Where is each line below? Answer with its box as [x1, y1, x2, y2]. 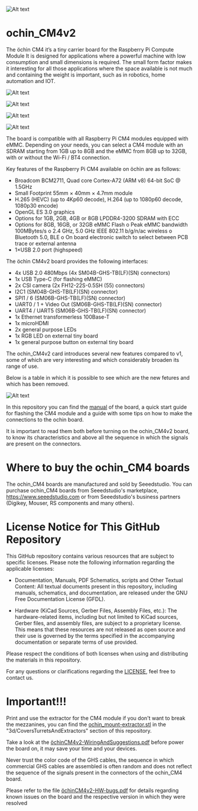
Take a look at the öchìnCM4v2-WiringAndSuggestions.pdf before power [6, 739, 184, 746]
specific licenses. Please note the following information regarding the [6, 558, 175, 566]
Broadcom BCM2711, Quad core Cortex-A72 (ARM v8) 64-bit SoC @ [14, 177, 181, 184]
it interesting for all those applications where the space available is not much [6, 65, 193, 72]
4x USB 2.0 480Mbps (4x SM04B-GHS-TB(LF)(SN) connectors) [14, 269, 170, 276]
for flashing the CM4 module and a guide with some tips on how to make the [6, 409, 193, 416]
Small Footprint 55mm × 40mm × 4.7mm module [14, 189, 133, 196]
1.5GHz [14, 183, 33, 190]
